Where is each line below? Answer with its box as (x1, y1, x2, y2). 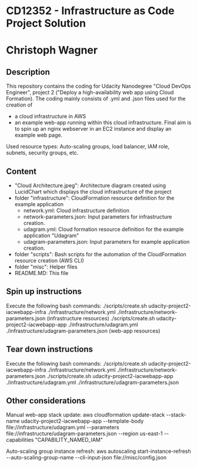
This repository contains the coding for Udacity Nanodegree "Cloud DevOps (6, 82, 191, 90)
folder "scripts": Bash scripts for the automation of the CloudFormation (14, 251, 186, 257)
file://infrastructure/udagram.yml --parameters (6, 424, 119, 431)
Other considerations (6, 396, 86, 406)
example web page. (14, 131, 63, 139)
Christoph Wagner (6, 44, 98, 57)
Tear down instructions (6, 345, 93, 355)
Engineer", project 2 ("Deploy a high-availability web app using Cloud (6, 89, 174, 96)
